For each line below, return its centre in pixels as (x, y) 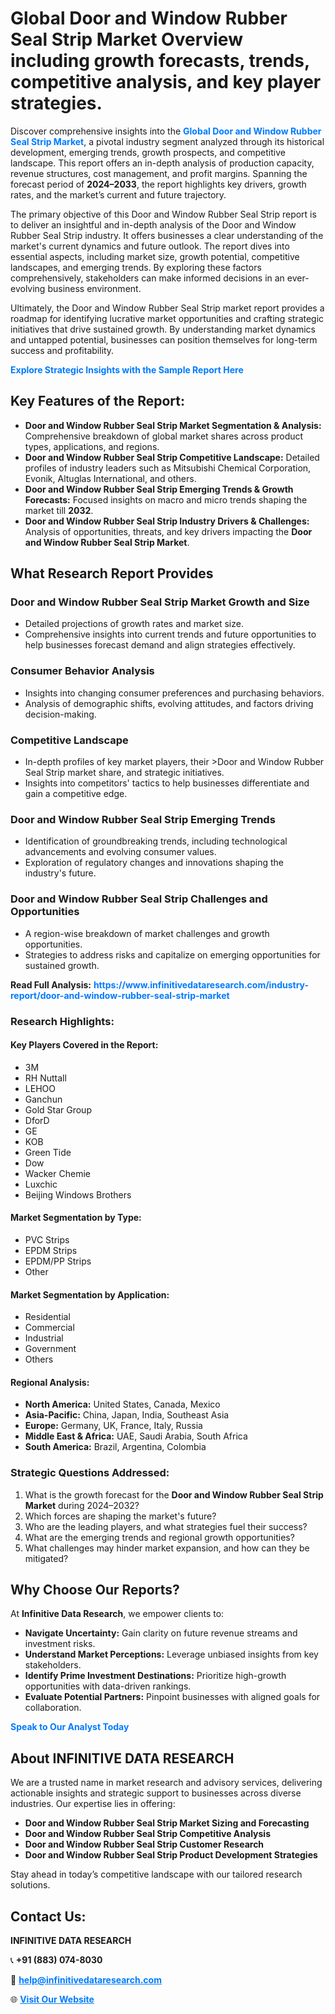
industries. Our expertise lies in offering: (93, 1804)
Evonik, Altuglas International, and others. (110, 478)
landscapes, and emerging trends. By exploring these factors (136, 267)
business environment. (94, 288)
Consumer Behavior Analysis (82, 671)
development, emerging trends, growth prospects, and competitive (148, 152)
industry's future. (60, 873)
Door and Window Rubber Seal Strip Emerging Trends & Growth (159, 489)
